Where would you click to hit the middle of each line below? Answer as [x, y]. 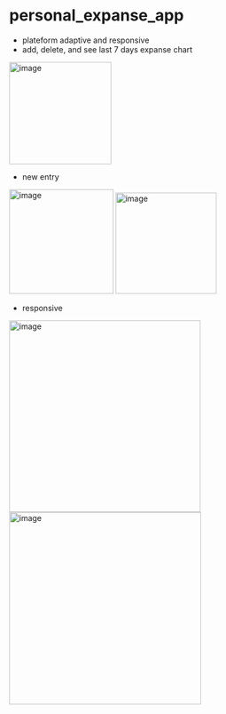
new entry [40, 176]
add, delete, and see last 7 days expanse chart [107, 49]
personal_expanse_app [97, 16]
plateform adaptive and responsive [86, 40]
